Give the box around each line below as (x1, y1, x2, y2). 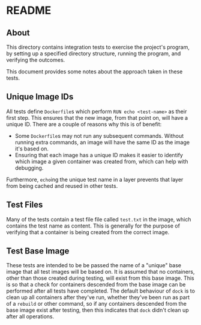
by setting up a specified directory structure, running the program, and (6, 50, 181, 57)
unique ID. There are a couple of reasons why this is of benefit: (6, 120, 162, 128)
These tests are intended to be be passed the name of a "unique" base (6, 262, 182, 269)
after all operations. (6, 313, 55, 320)
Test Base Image (6, 246, 70, 256)
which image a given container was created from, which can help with (14, 158, 188, 165)
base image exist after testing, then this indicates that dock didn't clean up (6, 306, 189, 314)
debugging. (14, 164, 44, 172)
